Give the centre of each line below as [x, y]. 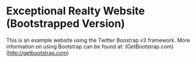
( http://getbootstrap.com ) [38, 52]
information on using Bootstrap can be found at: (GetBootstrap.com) [90, 46]
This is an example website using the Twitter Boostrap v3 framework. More [98, 40]
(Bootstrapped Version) [66, 24]
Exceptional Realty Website [75, 11]
